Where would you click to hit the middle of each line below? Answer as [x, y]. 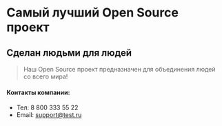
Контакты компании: [38, 92]
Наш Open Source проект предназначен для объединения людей [119, 69]
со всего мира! [46, 76]
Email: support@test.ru [49, 115]
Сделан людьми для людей [69, 53]
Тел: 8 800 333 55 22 [47, 107]
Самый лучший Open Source [92, 13]
